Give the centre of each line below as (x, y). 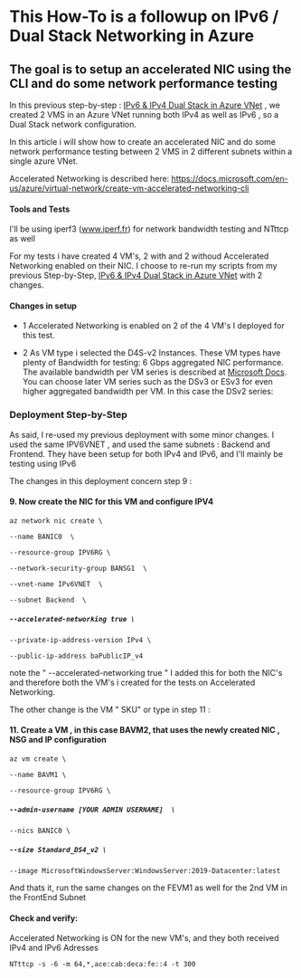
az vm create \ (38, 759)
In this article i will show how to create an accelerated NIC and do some (142, 142)
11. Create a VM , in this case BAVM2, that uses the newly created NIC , (145, 730)
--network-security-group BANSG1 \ (78, 568)
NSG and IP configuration (58, 740)
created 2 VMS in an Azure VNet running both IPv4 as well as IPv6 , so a (144, 114)
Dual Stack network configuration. (73, 124)
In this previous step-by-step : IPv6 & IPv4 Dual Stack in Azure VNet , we (145, 105)
